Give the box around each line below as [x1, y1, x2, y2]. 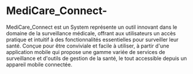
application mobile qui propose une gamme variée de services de [6, 48, 165, 55]
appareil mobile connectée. [6, 60, 73, 68]
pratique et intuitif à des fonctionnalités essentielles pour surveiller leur [6, 36, 179, 43]
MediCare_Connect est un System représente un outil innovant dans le [6, 23, 178, 31]
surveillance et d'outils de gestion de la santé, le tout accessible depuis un [6, 55, 187, 62]
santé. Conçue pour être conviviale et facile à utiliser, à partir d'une [6, 42, 169, 49]
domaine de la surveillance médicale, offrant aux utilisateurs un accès [6, 29, 176, 36]
